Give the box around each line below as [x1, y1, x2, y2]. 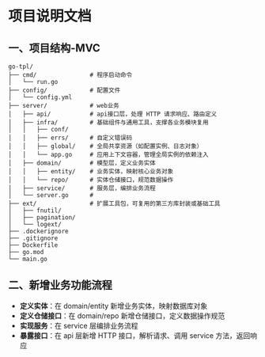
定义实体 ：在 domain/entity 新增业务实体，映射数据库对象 [19, 301, 208, 310]
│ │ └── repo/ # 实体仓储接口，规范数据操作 [8, 176, 174, 184]
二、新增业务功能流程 [8, 279, 112, 292]
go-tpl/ [8, 63, 34, 70]
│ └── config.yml [8, 93, 73, 101]
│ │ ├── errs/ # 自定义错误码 [8, 134, 133, 142]
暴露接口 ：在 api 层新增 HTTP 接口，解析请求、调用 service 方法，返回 [19, 330, 251, 340]
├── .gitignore [8, 234, 59, 242]
